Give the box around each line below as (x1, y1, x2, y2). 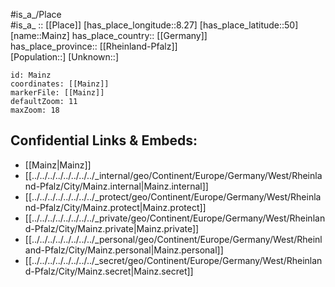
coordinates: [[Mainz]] (10, 79, 110, 89)
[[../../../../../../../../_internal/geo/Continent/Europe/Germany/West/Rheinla (24, 169, 323, 181)
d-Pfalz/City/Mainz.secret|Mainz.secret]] (24, 265, 194, 277)
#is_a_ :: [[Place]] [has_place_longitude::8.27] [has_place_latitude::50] (10, 19, 299, 31)
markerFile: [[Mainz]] (10, 88, 105, 98)
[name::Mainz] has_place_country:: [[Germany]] (10, 30, 208, 41)
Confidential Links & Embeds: (10, 132, 198, 149)
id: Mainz (10, 70, 52, 80)
